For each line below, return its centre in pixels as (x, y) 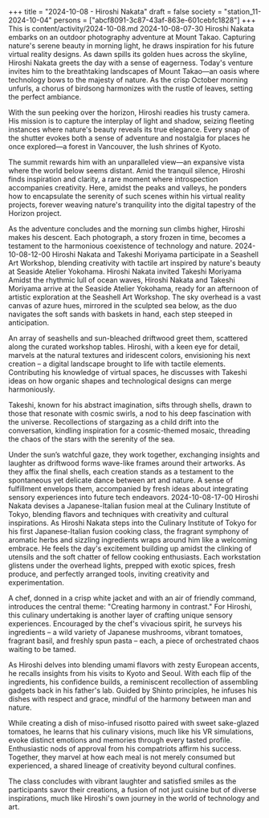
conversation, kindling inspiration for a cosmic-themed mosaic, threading (129, 430)
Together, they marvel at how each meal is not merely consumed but (122, 757)
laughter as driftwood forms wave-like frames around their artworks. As (127, 463)
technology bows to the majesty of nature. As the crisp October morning (128, 80)
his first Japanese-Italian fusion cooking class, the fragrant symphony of (128, 531)
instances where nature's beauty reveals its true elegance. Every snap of (129, 129)
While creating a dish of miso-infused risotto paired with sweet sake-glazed (134, 723)
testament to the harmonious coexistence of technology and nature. (121, 246)
